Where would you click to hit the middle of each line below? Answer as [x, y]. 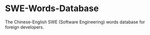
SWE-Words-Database [52, 9]
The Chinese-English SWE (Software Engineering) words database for [75, 22]
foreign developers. [25, 27]
